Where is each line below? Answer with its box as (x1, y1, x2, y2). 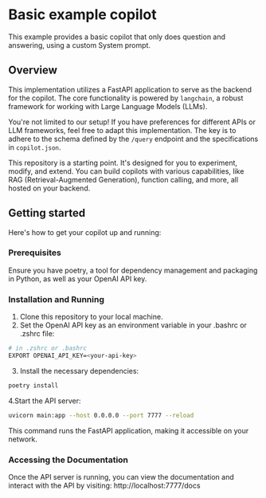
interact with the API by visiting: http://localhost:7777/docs (8, 480, 201, 490)
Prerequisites (8, 247, 61, 258)
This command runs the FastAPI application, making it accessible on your (8, 425, 249, 435)
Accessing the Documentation (8, 454, 129, 465)
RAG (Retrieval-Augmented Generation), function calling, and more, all (8, 174, 239, 184)
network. (8, 434, 38, 444)
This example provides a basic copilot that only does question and (8, 32, 225, 41)
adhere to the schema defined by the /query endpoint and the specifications (8, 134, 259, 143)
